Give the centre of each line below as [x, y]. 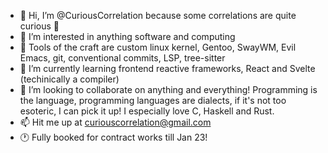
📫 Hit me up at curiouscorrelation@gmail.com [115, 122]
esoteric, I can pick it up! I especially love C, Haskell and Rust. [147, 111]
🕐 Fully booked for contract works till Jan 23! [113, 137]
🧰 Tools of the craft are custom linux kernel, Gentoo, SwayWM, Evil [158, 47]
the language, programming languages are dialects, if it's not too [153, 100]
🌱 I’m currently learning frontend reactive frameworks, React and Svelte [167, 68]
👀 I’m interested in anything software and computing [127, 36]
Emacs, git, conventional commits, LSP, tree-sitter [122, 58]
